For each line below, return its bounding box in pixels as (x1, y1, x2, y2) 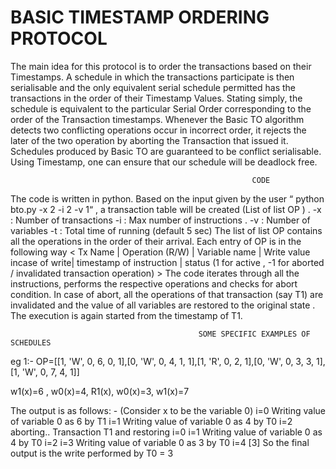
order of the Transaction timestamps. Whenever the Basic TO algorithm (10, 113, 305, 125)
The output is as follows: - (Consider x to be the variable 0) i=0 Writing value (10, 404, 326, 416)
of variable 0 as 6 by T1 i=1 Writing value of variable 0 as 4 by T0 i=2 (10, 415, 293, 427)
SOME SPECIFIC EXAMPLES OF (198, 329, 311, 339)
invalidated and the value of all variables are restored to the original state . (10, 299, 316, 311)
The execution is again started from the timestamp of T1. (10, 309, 243, 321)
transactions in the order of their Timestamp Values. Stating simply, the (10, 92, 303, 104)
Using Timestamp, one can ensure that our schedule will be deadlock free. (10, 156, 318, 168)
